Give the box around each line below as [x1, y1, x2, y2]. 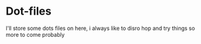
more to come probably [5, 31, 65, 38]
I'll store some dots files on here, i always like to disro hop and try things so [5, 24, 196, 32]
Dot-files [5, 4, 52, 18]
